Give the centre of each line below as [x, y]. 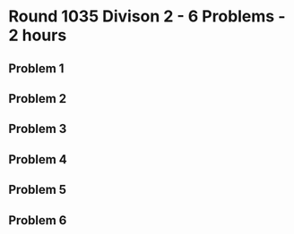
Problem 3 [38, 129]
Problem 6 [38, 220]
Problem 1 [36, 68]
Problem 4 [38, 159]
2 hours [38, 35]
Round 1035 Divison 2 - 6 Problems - [147, 17]
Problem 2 [38, 99]
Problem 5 [38, 190]
